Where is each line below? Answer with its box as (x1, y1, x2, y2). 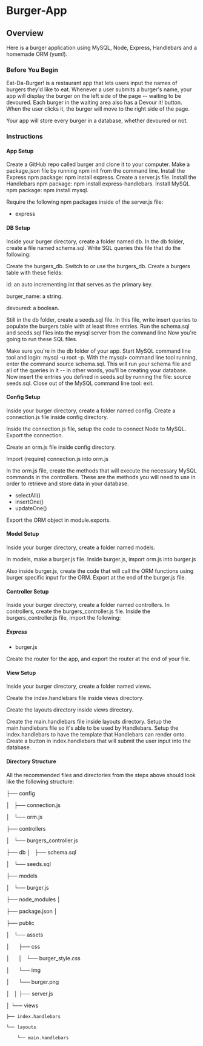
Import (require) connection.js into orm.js (6, 455, 109, 462)
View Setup (6, 669, 36, 676)
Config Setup (6, 393, 41, 401)
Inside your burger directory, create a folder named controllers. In (6, 601, 170, 609)
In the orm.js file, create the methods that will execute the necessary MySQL (6, 466, 197, 474)
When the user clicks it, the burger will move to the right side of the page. (6, 105, 190, 113)
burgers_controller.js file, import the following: (6, 614, 121, 622)
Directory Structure (6, 758, 56, 765)
